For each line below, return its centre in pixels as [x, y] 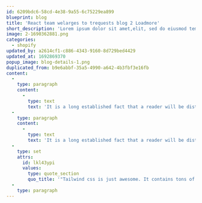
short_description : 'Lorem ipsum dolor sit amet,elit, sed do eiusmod [96, 29]
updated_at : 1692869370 [36, 56]
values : [32, 168]
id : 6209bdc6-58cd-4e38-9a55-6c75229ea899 [60, 12]
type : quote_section [54, 174]
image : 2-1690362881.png [37, 34]
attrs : [25, 157]
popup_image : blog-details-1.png [48, 62]
